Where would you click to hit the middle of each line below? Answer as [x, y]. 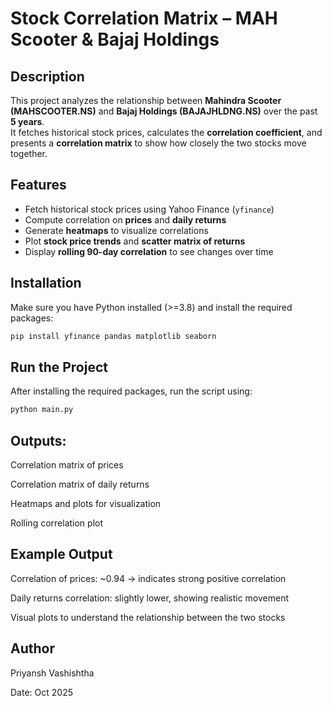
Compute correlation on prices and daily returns [125, 219]
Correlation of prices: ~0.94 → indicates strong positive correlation [148, 578]
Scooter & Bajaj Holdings [115, 39]
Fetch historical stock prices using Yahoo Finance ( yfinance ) [149, 209]
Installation [46, 283]
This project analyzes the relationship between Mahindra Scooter [146, 100]
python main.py [42, 410]
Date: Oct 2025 [41, 692]
